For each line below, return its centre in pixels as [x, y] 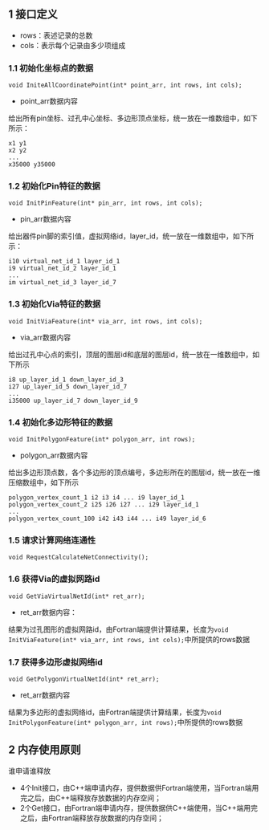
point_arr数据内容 [49, 101]
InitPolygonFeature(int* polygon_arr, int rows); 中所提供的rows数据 [126, 722]
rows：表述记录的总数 [56, 35]
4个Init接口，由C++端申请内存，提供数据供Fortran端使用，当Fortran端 [136, 787]
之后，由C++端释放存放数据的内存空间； [94, 798]
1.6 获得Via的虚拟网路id [54, 579]
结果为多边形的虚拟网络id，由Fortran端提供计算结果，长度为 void [115, 712]
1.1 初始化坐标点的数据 [51, 68]
